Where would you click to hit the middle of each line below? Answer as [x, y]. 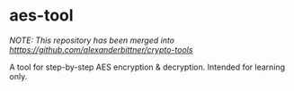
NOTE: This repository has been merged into [92, 40]
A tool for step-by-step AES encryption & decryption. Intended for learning [147, 67]
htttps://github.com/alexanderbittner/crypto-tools [101, 49]
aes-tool [41, 16]
